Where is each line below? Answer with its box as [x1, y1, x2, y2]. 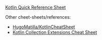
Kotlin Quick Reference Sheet [5, 5, 66, 10]
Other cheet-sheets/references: [5, 14, 71, 20]
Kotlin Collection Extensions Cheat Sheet [12, 29, 97, 35]
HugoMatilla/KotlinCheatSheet [12, 24, 75, 30]
